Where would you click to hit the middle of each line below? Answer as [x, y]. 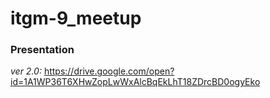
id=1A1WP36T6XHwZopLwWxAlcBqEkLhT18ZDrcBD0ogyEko [135, 82]
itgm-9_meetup [76, 18]
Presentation [42, 50]
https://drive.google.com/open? [109, 71]
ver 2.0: [26, 71]
